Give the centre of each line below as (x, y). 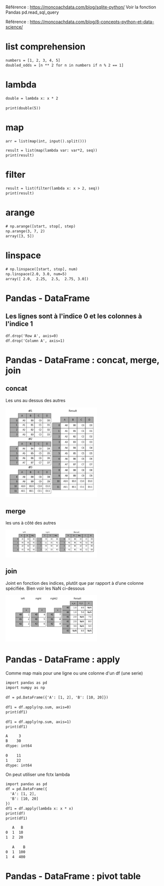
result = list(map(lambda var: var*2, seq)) (51, 150)
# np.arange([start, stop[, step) (41, 226)
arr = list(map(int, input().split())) (46, 141)
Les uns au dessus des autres (35, 400)
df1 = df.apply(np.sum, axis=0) (38, 707)
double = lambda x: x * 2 (32, 98)
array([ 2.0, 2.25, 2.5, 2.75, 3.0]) (47, 279)
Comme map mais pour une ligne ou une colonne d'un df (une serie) (74, 673)
